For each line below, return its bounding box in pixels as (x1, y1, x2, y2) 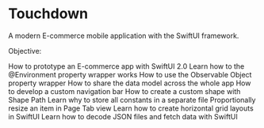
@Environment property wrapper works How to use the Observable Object (8, 70, 252, 79)
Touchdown (8, 5, 89, 23)
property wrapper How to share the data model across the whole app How (8, 78, 251, 88)
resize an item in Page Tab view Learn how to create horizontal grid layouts (8, 104, 254, 113)
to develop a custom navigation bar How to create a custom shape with (8, 86, 241, 96)
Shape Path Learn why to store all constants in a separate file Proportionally (8, 95, 256, 104)
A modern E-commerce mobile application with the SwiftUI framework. (8, 31, 239, 40)
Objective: (8, 46, 42, 55)
